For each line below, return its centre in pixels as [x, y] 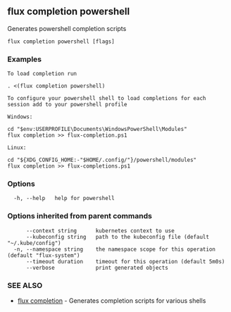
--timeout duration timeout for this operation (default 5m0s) [125, 261]
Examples [25, 59]
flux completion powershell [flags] [61, 42]
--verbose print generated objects [97, 268]
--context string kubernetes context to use [100, 231]
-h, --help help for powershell [64, 199]
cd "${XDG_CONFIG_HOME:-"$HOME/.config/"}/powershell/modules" [102, 160]
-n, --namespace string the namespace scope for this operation [115, 249]
